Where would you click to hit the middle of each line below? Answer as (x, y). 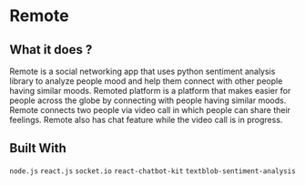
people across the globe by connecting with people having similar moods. (148, 100)
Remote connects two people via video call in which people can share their (150, 110)
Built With (38, 148)
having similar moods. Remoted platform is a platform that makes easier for (150, 91)
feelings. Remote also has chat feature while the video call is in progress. (146, 120)
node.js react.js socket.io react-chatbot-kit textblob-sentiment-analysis (152, 171)
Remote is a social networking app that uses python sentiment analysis (142, 71)
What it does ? (51, 50)
